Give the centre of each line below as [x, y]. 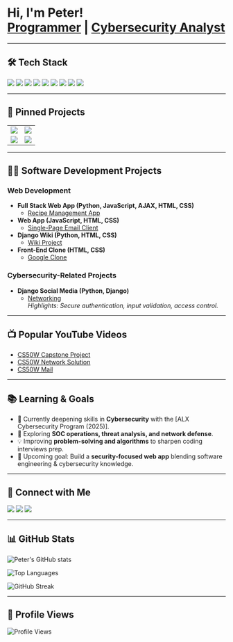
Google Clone [47, 257]
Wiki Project [45, 243]
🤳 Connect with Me [49, 492]
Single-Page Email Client [63, 228]
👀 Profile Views [41, 615]
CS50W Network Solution [54, 362]
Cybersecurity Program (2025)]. [63, 426]
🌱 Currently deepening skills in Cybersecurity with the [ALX [103, 419]
